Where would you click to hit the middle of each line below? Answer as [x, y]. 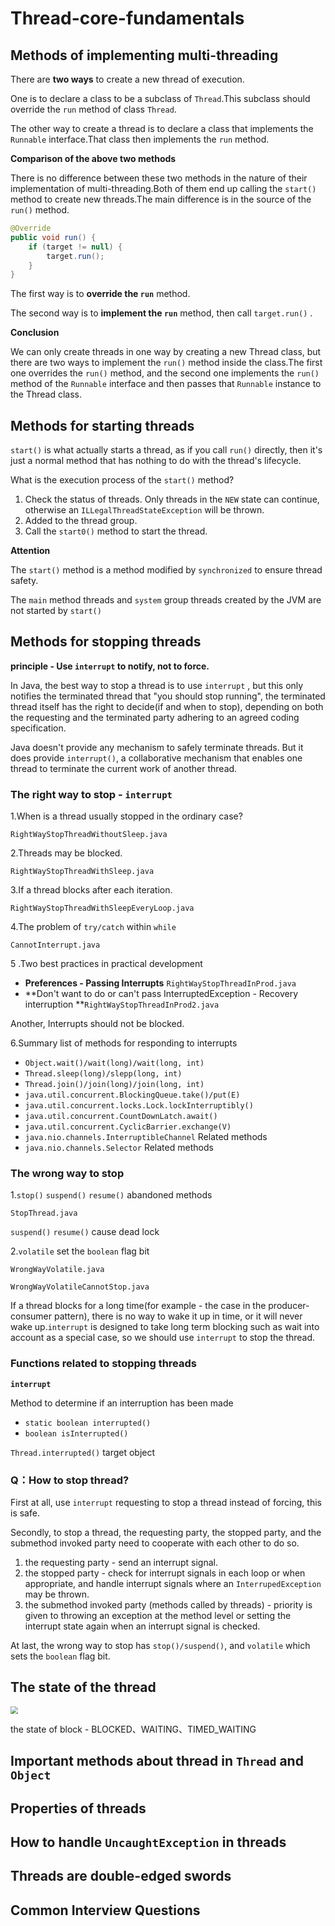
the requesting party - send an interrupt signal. [121, 1563]
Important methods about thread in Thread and [157, 1761]
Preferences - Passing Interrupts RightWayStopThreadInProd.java [160, 983]
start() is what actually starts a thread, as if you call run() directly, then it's [166, 450]
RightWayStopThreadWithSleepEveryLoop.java [102, 908]
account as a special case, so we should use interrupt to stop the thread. [163, 1338]
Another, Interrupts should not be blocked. [97, 1024]
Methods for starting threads [102, 425]
